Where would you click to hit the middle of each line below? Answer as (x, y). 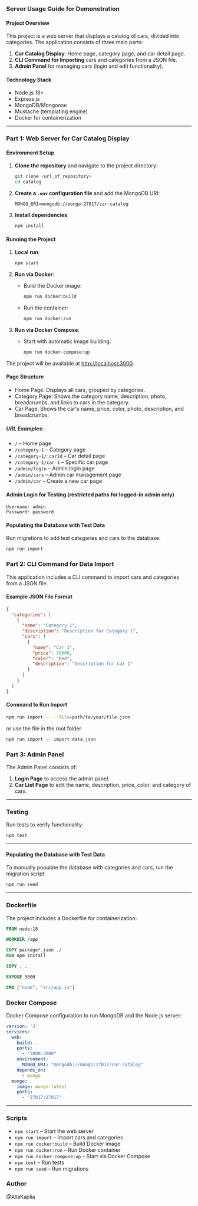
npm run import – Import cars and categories (69, 1137)
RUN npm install (26, 956)
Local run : (27, 252)
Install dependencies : (42, 215)
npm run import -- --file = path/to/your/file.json (68, 717)
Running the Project (31, 239)
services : (18, 1032)
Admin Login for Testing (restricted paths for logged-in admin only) (90, 495)
